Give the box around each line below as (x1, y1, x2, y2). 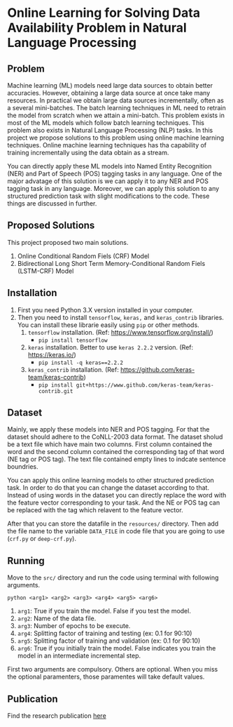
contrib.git (38, 387, 73, 394)
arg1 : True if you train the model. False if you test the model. (17, 607, 191, 615)
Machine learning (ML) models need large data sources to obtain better (7, 81, 213, 89)
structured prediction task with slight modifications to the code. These (7, 192, 210, 200)
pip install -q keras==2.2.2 (38, 359, 124, 366)
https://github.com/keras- (120, 365, 195, 373)
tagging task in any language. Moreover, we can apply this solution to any (7, 185, 220, 192)
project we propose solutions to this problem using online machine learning (7, 133, 225, 142)
